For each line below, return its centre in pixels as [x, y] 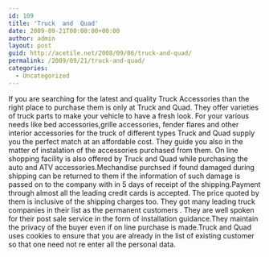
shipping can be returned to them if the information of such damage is [124, 176]
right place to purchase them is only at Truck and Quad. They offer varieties [134, 107]
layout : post [30, 46]
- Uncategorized [43, 76]
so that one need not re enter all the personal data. [92, 244]
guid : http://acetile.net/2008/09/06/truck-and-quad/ [100, 53]
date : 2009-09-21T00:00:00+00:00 [64, 31]
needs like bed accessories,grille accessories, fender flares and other [124, 124]
